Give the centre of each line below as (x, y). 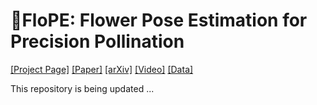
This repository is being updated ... (82, 88)
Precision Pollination (97, 41)
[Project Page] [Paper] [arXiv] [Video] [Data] (102, 69)
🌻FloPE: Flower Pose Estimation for (159, 20)
